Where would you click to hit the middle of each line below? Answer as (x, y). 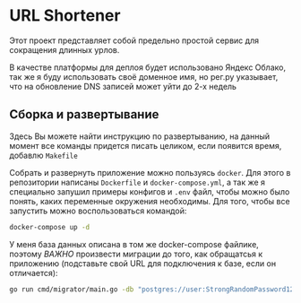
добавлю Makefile (43, 155)
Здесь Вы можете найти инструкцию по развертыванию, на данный (140, 136)
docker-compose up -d (50, 227)
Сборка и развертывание (84, 114)
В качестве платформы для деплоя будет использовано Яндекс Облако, (148, 67)
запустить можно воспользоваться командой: (98, 211)
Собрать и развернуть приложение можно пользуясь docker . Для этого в (150, 172)
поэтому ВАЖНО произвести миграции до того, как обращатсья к (136, 254)
